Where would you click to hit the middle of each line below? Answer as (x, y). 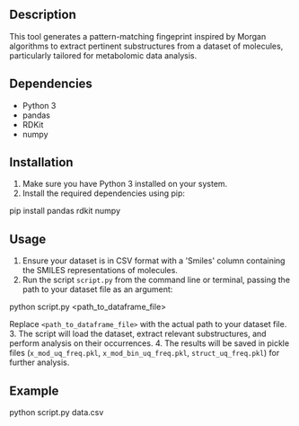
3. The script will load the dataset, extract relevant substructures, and (138, 334)
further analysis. (40, 362)
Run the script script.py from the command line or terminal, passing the (156, 280)
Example (34, 390)
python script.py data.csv (57, 413)
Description (43, 15)
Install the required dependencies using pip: (104, 193)
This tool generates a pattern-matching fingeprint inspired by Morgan (138, 36)
